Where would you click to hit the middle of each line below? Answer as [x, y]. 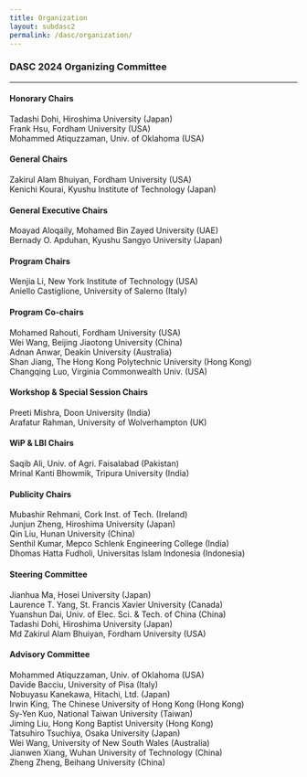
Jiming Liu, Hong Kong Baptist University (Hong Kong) [111, 723]
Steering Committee [49, 574]
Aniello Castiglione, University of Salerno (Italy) [98, 291]
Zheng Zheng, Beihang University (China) [88, 762]
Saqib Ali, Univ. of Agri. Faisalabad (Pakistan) [95, 463]
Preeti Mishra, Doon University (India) [80, 412]
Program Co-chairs [47, 313]
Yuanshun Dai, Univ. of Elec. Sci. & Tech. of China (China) [118, 614]
